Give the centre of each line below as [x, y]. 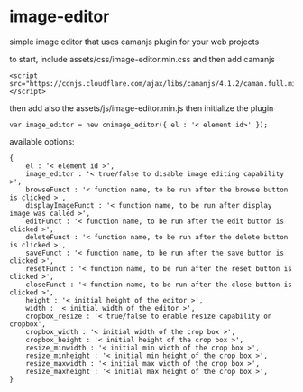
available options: [42, 141]
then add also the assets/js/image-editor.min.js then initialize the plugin [142, 108]
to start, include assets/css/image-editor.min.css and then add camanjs [142, 59]
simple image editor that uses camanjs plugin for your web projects [134, 42]
